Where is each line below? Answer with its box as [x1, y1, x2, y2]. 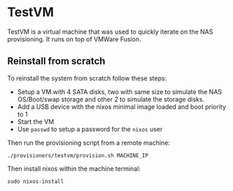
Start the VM [17, 117, 55, 126]
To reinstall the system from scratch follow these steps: [7, 74, 167, 82]
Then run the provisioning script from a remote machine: [7, 138, 170, 147]
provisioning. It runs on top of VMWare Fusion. [7, 34, 141, 43]
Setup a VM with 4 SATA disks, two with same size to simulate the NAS [17, 87, 223, 95]
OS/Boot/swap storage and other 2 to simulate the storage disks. [17, 95, 205, 103]
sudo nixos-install [7, 178, 64, 185]
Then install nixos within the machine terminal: [7, 164, 141, 173]
